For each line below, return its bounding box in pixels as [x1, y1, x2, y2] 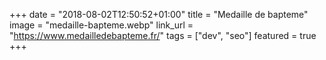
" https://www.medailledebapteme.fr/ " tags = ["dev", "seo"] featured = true [9, 30, 317, 41]
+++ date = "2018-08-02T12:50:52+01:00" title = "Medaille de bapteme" [9, 9, 309, 20]
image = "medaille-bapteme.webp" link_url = [9, 19, 194, 31]
